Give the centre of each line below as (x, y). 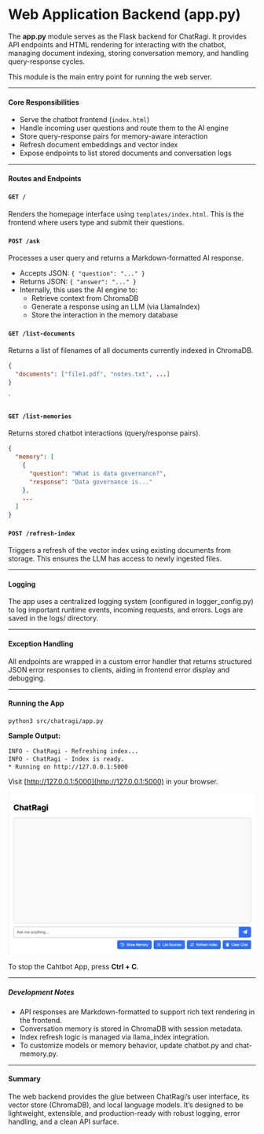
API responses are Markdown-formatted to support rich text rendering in (137, 1012)
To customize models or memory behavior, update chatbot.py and (126, 1045)
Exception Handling (41, 644)
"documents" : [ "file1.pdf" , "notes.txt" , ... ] (93, 374)
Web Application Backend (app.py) (125, 15)
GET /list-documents (42, 334)
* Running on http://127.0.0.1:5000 (68, 767)
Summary (24, 1079)
